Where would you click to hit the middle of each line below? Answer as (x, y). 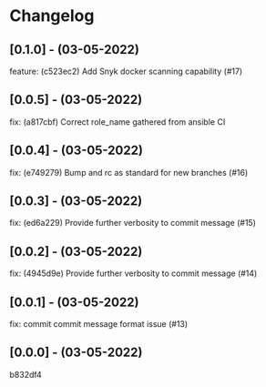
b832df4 (26, 374)
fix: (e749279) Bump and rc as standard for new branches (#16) (129, 172)
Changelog (52, 16)
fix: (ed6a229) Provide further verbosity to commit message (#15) (133, 223)
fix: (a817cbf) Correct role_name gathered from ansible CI (118, 122)
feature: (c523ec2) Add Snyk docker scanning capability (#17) (126, 71)
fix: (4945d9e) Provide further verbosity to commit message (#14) (133, 273)
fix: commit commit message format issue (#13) (99, 324)
